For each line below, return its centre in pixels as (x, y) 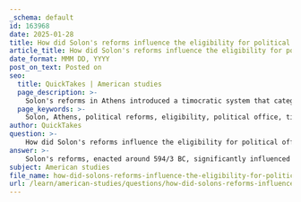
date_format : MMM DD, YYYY (60, 59)
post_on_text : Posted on (56, 68)
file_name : (30, 175)
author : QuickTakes (46, 126)
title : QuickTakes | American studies (90, 84)
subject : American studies (60, 167)
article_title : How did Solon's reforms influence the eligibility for (146, 51)
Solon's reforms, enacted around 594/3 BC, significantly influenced (158, 159)
